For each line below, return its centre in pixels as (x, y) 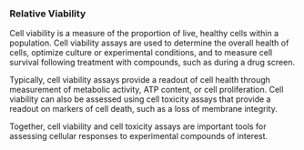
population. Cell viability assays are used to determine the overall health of (149, 43)
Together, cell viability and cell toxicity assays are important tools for (138, 126)
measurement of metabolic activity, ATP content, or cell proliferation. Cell (147, 90)
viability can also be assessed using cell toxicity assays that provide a (140, 99)
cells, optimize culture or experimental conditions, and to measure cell (141, 53)
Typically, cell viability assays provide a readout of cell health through (140, 80)
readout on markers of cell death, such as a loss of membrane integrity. (143, 109)
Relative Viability (48, 14)
